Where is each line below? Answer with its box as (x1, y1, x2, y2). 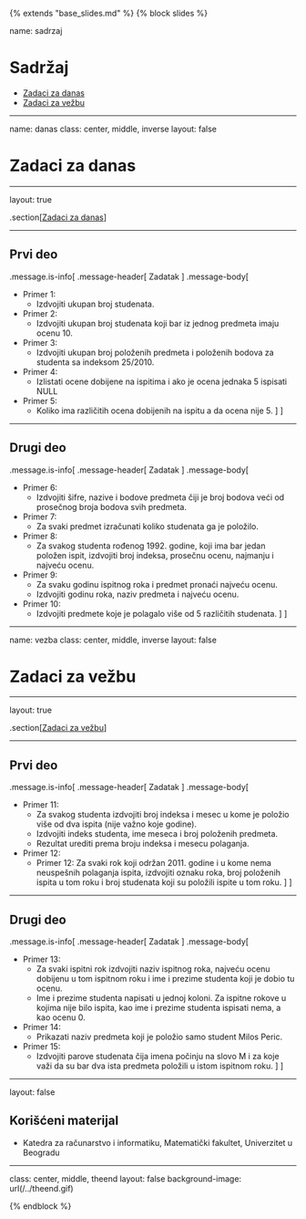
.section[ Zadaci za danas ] (9, 212, 107, 223)
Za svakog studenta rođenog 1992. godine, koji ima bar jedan (36, 540, 266, 551)
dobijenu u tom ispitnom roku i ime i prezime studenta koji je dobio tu (36, 974, 295, 985)
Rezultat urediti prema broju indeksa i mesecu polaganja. (36, 839, 250, 849)
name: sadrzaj (9, 26, 63, 36)
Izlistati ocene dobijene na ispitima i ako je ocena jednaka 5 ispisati (36, 376, 288, 387)
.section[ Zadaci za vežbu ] (9, 723, 107, 734)
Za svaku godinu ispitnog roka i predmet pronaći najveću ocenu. (36, 578, 278, 589)
